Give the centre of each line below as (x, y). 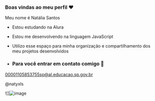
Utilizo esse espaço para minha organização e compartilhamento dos (81, 46)
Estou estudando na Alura (38, 27)
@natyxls (14, 84)
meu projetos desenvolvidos (40, 51)
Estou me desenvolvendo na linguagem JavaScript (62, 37)
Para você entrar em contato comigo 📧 (58, 64)
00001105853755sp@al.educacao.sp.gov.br (49, 74)
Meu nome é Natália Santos (32, 18)
